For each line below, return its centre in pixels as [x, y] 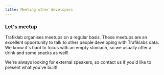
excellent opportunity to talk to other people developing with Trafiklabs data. [82, 42]
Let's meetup [21, 26]
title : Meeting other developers [39, 9]
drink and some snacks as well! [37, 53]
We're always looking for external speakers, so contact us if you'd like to [78, 62]
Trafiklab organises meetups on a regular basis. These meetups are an [76, 37]
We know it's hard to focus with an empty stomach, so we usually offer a [78, 47]
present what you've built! [31, 67]
